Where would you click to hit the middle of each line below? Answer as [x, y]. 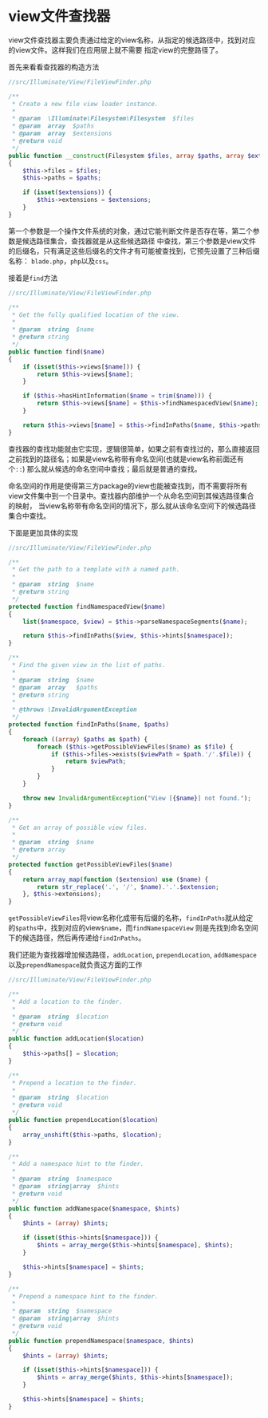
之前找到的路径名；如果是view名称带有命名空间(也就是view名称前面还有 [126, 459]
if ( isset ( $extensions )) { [67, 192]
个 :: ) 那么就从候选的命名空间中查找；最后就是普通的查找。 [105, 468]
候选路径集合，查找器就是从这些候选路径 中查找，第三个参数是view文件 [139, 241]
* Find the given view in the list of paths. [89, 666]
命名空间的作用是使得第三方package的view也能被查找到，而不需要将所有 [128, 486]
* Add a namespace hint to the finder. [78, 1164]
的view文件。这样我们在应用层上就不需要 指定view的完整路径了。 [116, 49]
